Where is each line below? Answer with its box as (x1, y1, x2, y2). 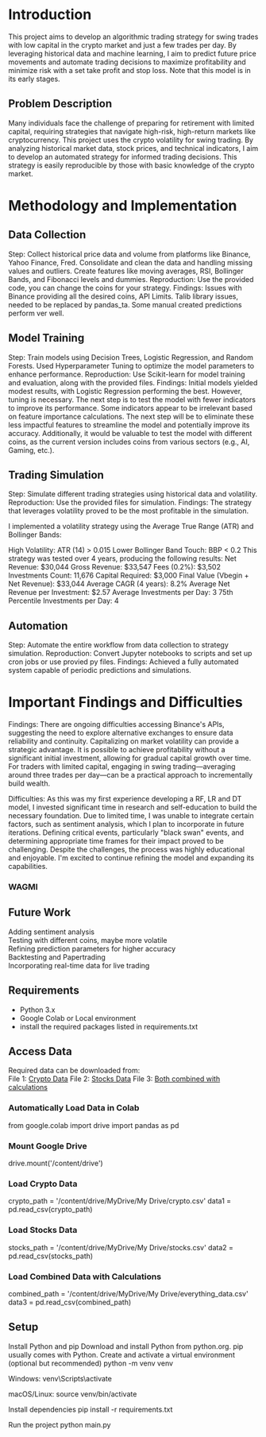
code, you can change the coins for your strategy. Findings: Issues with (8, 283, 242, 292)
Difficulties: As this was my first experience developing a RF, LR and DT (8, 794, 242, 804)
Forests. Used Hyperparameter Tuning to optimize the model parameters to (8, 361, 255, 370)
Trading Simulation (8, 468, 105, 481)
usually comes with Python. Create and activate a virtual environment (8, 1350, 236, 1359)
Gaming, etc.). (8, 445, 55, 454)
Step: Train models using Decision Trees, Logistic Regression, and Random (8, 352, 254, 362)
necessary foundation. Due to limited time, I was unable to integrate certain (8, 811, 254, 821)
